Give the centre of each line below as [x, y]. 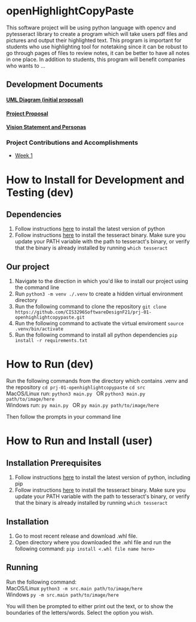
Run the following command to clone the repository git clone [91, 307]
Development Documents [55, 85]
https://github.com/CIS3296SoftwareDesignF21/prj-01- [83, 312]
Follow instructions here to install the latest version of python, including [102, 477]
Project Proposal [27, 113]
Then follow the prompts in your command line [64, 417]
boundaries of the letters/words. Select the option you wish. [80, 612]
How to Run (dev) [50, 365]
